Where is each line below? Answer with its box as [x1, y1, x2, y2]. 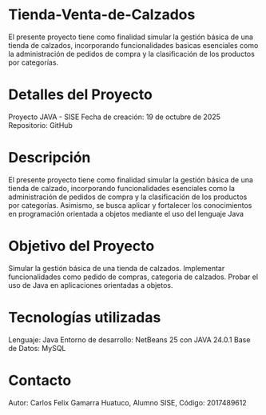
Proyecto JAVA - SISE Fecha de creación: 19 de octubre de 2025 [8, 112, 221, 122]
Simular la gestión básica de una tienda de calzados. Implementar [8, 263, 225, 273]
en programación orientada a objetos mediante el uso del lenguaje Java [8, 209, 244, 218]
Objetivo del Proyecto [8, 237, 155, 255]
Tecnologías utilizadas [8, 308, 161, 326]
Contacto [8, 371, 72, 389]
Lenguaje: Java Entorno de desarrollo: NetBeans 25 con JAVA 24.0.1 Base [8, 334, 251, 345]
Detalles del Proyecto [8, 86, 153, 104]
